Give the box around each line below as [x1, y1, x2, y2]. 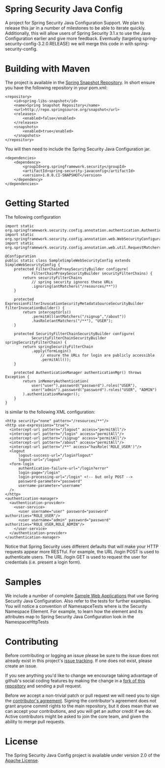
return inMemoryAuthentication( [23, 378, 89, 384]
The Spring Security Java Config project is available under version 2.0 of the [5, 752, 160, 758]
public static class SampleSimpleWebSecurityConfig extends [5, 258, 131, 263]
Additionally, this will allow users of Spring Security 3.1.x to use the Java [5, 30, 151, 36]
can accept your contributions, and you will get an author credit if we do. [5, 708, 152, 714]
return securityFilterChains [23, 275, 82, 280]
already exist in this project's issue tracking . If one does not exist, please [5, 658, 152, 664]
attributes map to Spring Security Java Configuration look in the [5, 613, 134, 619]
